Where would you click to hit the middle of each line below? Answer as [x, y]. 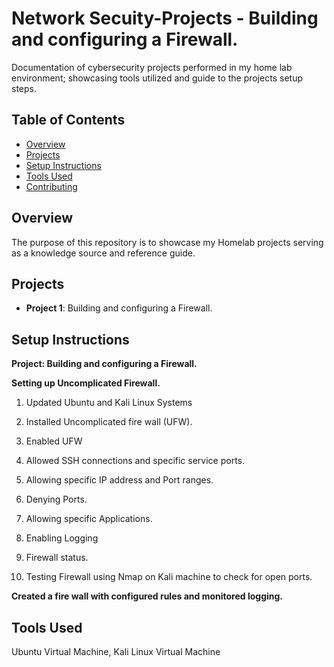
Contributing [51, 186]
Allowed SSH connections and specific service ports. [135, 461]
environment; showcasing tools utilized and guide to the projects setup [157, 78]
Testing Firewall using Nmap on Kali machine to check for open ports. [169, 577]
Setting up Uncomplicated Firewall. [86, 383]
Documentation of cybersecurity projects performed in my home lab [152, 67]
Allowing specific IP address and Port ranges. [119, 480]
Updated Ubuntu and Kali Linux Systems [109, 403]
